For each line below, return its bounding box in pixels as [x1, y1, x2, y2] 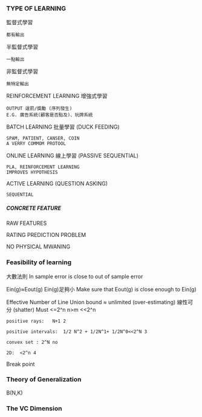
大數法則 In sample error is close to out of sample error [6, 273, 143, 280]
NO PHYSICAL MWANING [6, 243, 71, 250]
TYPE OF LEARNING [6, 4, 67, 13]
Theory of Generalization [6, 375, 82, 384]
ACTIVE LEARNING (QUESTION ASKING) [6, 180, 108, 187]
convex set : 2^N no [6, 339, 59, 345]
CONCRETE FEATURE [6, 204, 62, 212]
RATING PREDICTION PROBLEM [6, 231, 86, 239]
